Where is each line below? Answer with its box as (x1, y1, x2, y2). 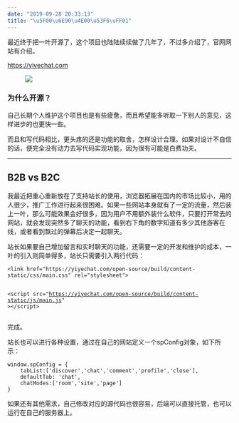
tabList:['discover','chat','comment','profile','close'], (20, 367, 199, 374)
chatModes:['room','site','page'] (20, 379, 122, 387)
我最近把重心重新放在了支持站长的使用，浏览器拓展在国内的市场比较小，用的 (7, 191, 232, 200)
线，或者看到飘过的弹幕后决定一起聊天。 (7, 227, 126, 235)
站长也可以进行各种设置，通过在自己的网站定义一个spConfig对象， (7, 337, 203, 346)
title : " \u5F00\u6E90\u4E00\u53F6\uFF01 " (7, 17, 132, 24)
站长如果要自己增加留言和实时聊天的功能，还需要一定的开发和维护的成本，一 (7, 242, 232, 250)
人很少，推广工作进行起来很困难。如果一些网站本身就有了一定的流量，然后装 (7, 200, 232, 209)
